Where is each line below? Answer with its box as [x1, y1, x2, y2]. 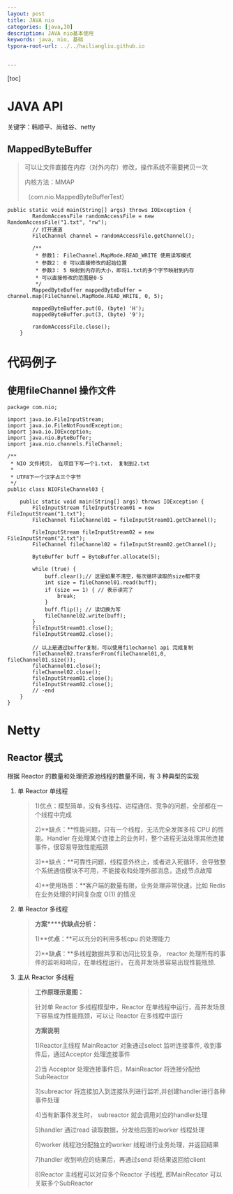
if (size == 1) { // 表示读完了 [44, 586, 134, 593]
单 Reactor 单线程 [17, 786, 68, 795]
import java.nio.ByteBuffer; [7, 434, 92, 441]
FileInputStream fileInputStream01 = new [32, 504, 155, 511]
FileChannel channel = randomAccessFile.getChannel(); [32, 232, 195, 239]
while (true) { [32, 565, 77, 572]
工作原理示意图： [34, 988, 84, 996]
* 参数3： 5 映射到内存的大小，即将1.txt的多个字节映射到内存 [35, 266, 195, 273]
